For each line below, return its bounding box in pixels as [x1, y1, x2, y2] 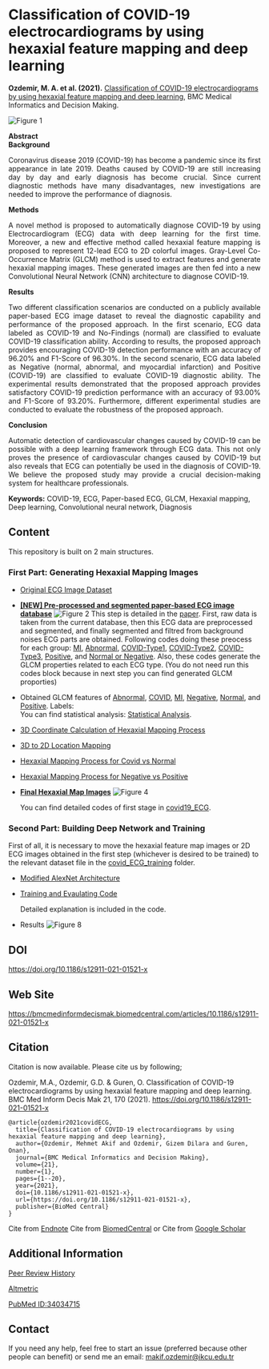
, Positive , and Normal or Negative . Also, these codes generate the [40, 651, 261, 662]
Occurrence [8, 254, 48, 264]
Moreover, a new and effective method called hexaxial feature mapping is [8, 237, 261, 247]
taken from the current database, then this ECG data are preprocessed [19, 618, 253, 627]
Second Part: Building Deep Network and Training [8, 823, 206, 834]
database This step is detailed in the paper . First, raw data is [19, 609, 258, 618]
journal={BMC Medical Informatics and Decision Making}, [15, 1154, 210, 1162]
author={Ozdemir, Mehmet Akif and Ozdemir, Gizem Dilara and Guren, [15, 1139, 249, 1147]
